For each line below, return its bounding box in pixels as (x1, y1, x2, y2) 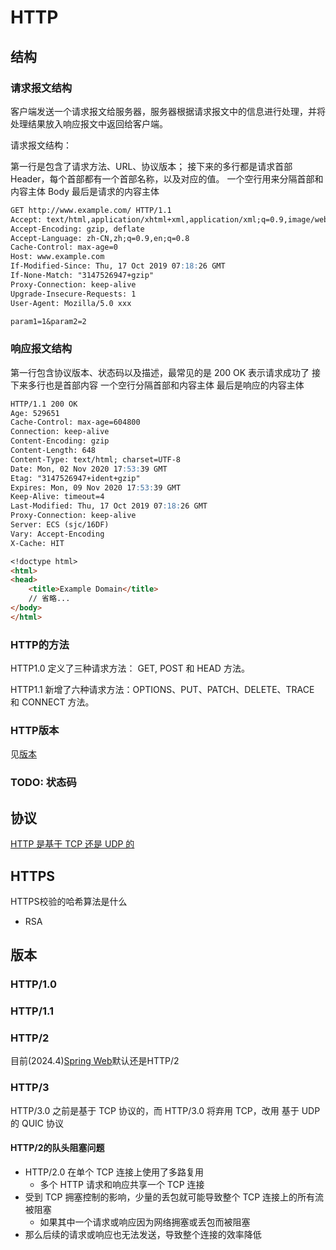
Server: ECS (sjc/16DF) (10, 520, 110, 530)
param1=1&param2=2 (10, 316, 87, 326)
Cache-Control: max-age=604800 (10, 417, 141, 428)
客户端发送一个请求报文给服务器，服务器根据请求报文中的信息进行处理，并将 (10, 105, 326, 117)
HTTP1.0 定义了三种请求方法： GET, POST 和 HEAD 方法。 (10, 662, 250, 675)
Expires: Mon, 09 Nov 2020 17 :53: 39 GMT (10, 482, 182, 493)
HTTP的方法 (10, 637, 70, 651)
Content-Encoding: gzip (10, 436, 110, 446)
